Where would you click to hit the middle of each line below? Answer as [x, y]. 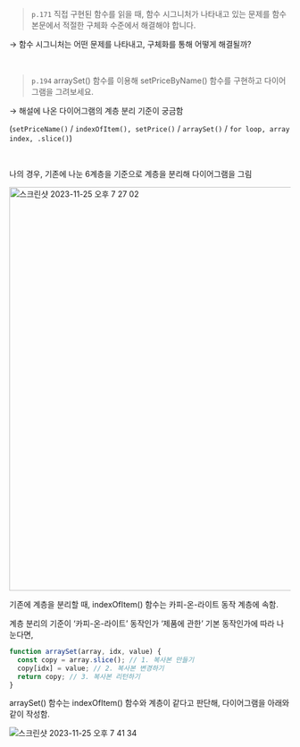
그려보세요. [74, 92]
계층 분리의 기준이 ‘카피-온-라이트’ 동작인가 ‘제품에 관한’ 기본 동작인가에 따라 [142, 624]
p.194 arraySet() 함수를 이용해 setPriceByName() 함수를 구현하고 [146, 81]
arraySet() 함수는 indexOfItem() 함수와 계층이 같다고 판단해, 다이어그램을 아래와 [150, 703]
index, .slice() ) [41, 138]
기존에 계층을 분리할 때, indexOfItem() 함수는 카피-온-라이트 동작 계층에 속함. [144, 604]
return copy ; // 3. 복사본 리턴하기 [79, 676]
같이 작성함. [30, 714]
